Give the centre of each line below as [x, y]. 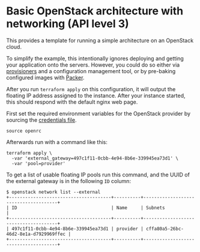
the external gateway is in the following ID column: [68, 181]
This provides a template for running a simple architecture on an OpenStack [100, 40]
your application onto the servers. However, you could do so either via [93, 65]
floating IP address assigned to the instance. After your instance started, [96, 95]
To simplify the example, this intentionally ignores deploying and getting [95, 58]
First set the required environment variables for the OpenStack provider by [98, 113]
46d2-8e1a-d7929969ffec [36, 234]
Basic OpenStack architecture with [95, 11]
